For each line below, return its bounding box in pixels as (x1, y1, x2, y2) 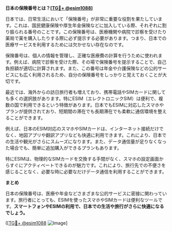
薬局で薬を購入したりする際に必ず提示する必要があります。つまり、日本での (5, 35, 167, 41)
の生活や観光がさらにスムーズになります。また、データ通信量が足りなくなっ (5, 139, 167, 144)
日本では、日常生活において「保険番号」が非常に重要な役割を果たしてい (5, 16, 158, 22)
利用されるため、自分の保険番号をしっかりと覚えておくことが (32, 72, 163, 78)
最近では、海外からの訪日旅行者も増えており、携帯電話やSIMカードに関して (5, 89, 166, 95)
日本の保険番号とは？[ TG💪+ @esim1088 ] (5, 5, 93, 11)
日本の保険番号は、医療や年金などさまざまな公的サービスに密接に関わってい (5, 190, 167, 197)
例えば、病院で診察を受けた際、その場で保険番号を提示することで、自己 (13, 59, 167, 65)
